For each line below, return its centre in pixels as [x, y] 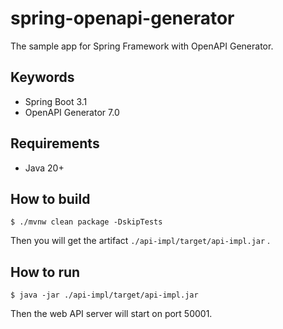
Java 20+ [44, 168]
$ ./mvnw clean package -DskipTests [86, 222]
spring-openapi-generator [122, 18]
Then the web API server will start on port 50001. [111, 314]
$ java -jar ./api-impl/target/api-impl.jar [104, 295]
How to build [50, 198]
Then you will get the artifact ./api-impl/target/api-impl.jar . [140, 241]
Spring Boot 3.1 [56, 101]
